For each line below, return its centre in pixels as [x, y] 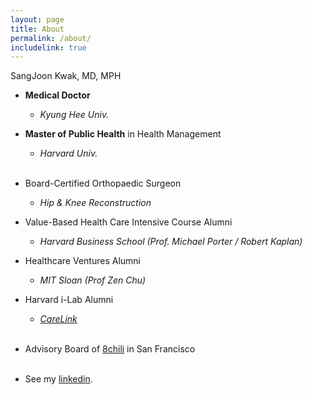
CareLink [58, 319]
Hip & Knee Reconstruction [95, 203]
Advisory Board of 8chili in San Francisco [110, 349]
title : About [37, 29]
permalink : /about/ [51, 38]
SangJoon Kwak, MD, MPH [66, 76]
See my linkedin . [58, 379]
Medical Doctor [57, 95]
